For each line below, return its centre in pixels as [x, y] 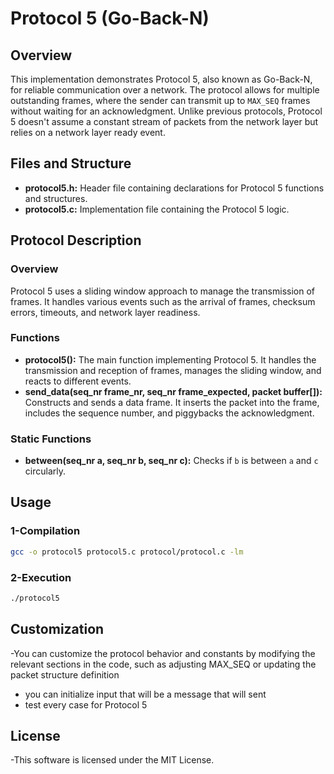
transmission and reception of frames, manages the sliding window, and [173, 370]
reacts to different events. [78, 381]
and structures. [56, 198]
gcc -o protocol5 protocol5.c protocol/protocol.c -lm [127, 552]
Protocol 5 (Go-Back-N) [110, 18]
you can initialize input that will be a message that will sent [145, 694]
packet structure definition [65, 674]
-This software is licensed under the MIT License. [112, 760]
